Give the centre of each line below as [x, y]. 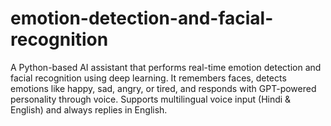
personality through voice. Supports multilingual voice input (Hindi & [151, 99]
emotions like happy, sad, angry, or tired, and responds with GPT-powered [163, 88]
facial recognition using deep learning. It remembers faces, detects [148, 78]
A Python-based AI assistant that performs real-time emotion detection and [166, 67]
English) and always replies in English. [89, 109]
